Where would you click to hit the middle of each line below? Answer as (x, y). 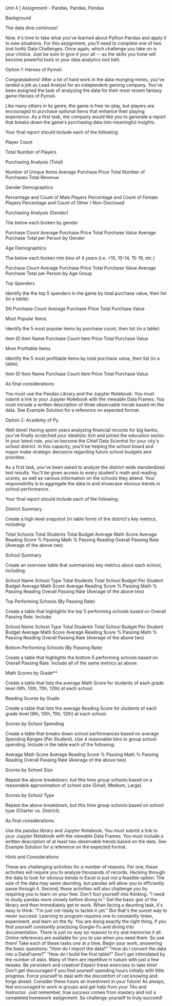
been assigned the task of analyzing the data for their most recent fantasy (84, 90)
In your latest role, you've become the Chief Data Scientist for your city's (82, 441)
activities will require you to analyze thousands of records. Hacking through (85, 872)
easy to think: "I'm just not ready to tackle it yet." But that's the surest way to (86, 910)
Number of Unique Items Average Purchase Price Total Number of (75, 172)
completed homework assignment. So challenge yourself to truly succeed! (84, 998)
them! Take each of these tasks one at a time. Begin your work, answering (84, 943)
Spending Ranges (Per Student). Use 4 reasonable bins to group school (81, 739)
